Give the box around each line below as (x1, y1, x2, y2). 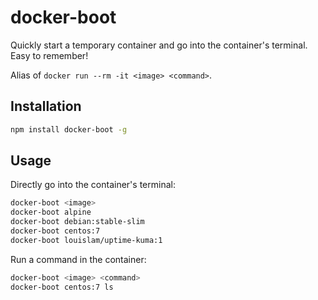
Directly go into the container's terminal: (10, 179, 176, 191)
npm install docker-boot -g (10, 124, 128, 135)
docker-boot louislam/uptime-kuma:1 (10, 235, 163, 245)
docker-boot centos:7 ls (10, 282, 114, 292)
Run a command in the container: (10, 253, 147, 265)
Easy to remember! (10, 49, 89, 61)
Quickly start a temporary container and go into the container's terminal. (10, 39, 308, 51)
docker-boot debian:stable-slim (10, 217, 145, 227)
